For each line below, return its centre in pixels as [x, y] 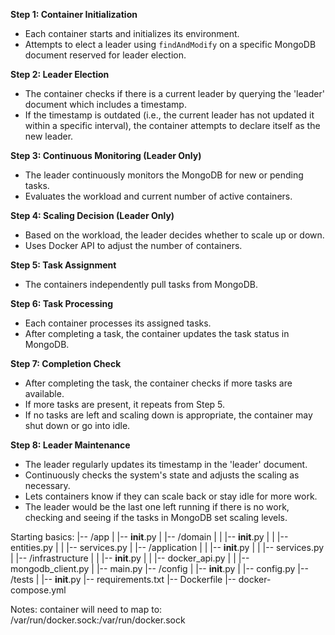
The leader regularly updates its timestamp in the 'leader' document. [166, 464]
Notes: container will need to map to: [86, 609]
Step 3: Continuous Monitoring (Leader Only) [106, 155]
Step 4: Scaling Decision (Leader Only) [92, 215]
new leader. [49, 136]
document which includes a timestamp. [105, 104]
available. [44, 393]
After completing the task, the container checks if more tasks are [158, 383]
